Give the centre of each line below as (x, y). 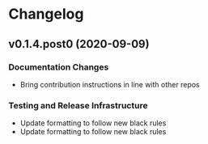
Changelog (46, 14)
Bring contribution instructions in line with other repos (110, 84)
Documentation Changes (59, 67)
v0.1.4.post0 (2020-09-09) (79, 44)
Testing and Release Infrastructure (78, 105)
